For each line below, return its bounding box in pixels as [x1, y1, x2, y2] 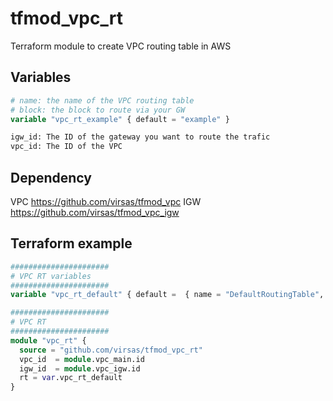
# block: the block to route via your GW [10, 105, 186, 115]
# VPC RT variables [10, 271, 92, 281]
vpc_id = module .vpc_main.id [19, 354, 145, 364]
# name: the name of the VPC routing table [10, 95, 195, 106]
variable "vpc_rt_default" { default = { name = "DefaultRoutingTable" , [10, 290, 325, 300]
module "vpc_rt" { [10, 335, 87, 346]
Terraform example [10, 235, 133, 252]
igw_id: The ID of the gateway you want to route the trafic [10, 132, 271, 142]
